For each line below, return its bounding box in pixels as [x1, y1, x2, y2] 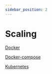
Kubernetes [5, 63, 29, 69]
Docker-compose [5, 54, 41, 60]
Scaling [5, 28, 37, 39]
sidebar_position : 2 [5, 7, 48, 12]
